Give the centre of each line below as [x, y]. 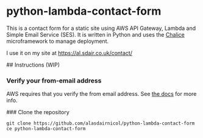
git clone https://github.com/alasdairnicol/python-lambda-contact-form [101, 123]
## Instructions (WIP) [33, 65]
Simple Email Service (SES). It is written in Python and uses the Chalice [95, 34]
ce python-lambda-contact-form [46, 129]
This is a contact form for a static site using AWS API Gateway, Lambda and [101, 28]
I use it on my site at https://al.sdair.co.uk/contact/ [69, 53]
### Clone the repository [38, 112]
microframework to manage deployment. [57, 41]
